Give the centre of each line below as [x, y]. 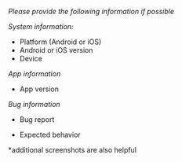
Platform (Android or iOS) [60, 42]
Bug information [34, 104]
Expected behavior [50, 134]
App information [35, 74]
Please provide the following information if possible [91, 11]
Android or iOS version [56, 50]
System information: [41, 26]
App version [39, 89]
